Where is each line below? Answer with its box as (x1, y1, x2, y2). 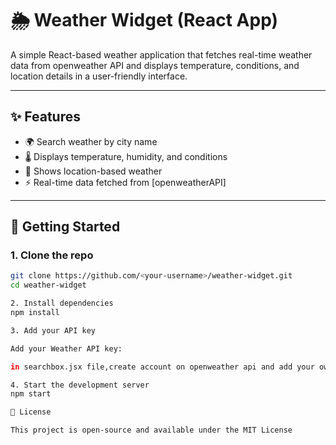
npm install (10, 308, 60, 318)
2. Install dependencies (10, 298, 114, 309)
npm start (10, 389, 52, 399)
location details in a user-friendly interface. (10, 70, 188, 82)
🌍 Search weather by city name (24, 135, 158, 147)
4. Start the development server (10, 380, 150, 390)
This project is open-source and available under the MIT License (10, 425, 293, 436)
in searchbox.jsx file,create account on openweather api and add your (10, 362, 315, 372)
